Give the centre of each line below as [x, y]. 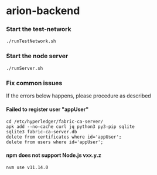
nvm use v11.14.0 [27, 168]
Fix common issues [34, 83]
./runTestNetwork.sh [31, 41]
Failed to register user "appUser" [47, 109]
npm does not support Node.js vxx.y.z [54, 155]
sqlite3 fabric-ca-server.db [42, 132]
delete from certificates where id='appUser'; [64, 137]
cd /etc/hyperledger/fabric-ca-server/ [55, 122]
